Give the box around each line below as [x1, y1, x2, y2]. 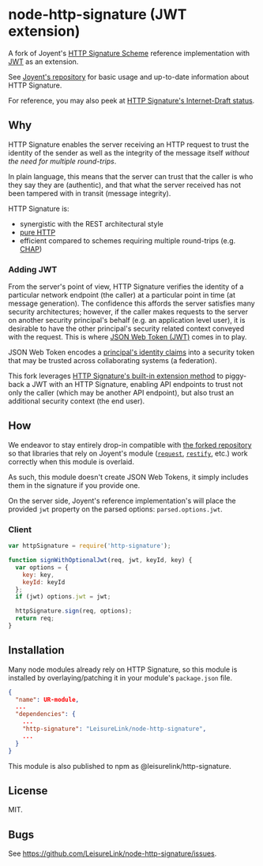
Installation [8, 643, 65, 657]
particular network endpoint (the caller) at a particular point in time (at [8, 291, 235, 300]
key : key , [22, 571, 55, 579]
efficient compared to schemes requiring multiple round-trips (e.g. [19, 235, 236, 246]
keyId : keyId [22, 578, 66, 586]
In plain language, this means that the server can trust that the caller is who [8, 171, 254, 181]
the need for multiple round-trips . [8, 156, 117, 166]
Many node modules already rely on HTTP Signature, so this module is [8, 665, 238, 674]
